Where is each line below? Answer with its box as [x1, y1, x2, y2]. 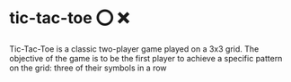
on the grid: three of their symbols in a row [9, 62, 168, 73]
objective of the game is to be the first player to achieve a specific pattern [9, 53, 283, 63]
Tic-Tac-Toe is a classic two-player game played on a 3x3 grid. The [9, 43, 260, 54]
